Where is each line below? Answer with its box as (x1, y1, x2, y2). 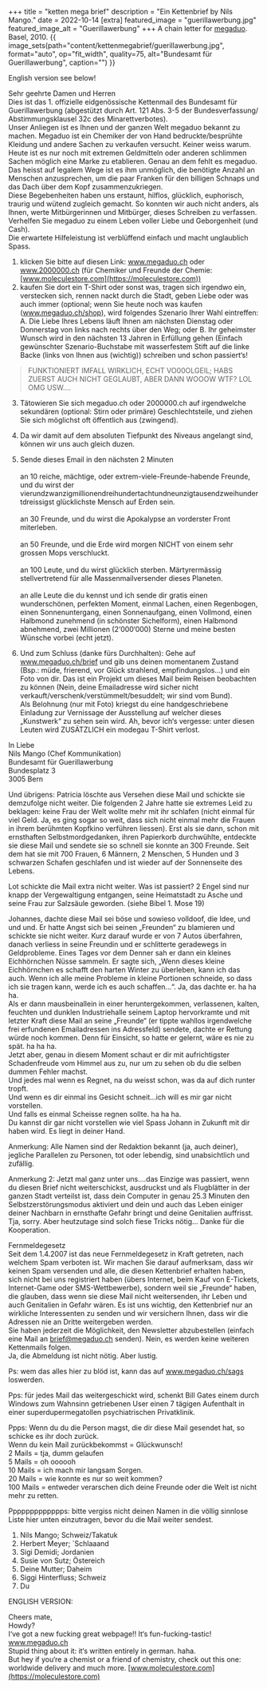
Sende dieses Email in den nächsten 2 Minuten (19, 455, 174, 464)
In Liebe (8, 741, 35, 749)
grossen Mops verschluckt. (19, 548, 110, 558)
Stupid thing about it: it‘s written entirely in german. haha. (8, 1646, 197, 1655)
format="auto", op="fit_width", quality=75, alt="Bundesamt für (8, 50, 213, 58)
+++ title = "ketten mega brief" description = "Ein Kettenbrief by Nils (8, 7, 234, 16)
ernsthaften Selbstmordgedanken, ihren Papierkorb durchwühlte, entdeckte (8, 833, 257, 841)
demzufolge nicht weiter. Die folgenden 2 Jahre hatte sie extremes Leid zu (8, 798, 253, 808)
